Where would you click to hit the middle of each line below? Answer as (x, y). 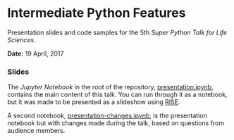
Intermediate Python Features (97, 13)
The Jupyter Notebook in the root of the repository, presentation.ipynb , (110, 87)
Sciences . (22, 39)
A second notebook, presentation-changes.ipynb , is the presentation (107, 116)
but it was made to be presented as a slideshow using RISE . (94, 102)
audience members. (36, 131)
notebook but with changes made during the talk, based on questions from (116, 123)
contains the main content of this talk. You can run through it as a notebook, (117, 95)
